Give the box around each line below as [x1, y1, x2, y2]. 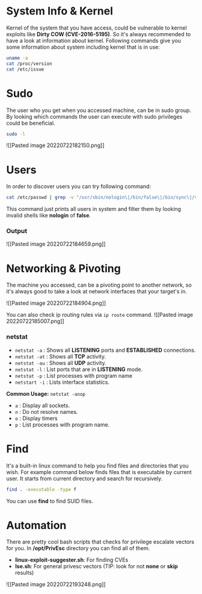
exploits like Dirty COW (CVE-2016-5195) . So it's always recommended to [6, 30, 191, 37]
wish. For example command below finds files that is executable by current [6, 468, 192, 475]
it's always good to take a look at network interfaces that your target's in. [6, 288, 188, 295]
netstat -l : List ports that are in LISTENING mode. [14, 366, 143, 373]
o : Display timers [14, 414, 58, 422]
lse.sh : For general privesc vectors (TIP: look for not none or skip [14, 563, 179, 570]
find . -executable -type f [6, 486, 77, 492]
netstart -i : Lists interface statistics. [14, 378, 110, 386]
